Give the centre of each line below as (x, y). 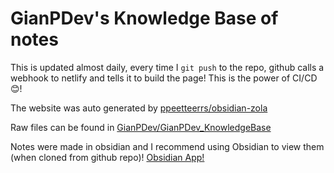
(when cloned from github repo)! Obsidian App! (107, 157)
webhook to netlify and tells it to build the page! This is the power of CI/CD (164, 78)
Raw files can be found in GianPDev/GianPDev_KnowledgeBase (141, 127)
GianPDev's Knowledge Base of (144, 18)
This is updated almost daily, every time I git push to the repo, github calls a (167, 67)
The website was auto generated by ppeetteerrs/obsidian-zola (139, 108)
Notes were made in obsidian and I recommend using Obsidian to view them (167, 146)
